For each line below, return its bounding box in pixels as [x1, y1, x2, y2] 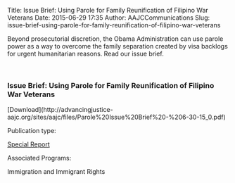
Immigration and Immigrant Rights [7, 168, 106, 176]
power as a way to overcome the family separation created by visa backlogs [7, 42, 229, 50]
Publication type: [7, 127, 56, 135]
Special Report [7, 140, 51, 149]
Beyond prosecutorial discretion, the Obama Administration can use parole [7, 34, 224, 43]
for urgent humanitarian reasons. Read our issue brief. [7, 49, 164, 58]
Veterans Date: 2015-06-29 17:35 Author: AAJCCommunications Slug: [7, 13, 210, 22]
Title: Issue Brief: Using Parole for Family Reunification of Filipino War [7, 6, 209, 14]
